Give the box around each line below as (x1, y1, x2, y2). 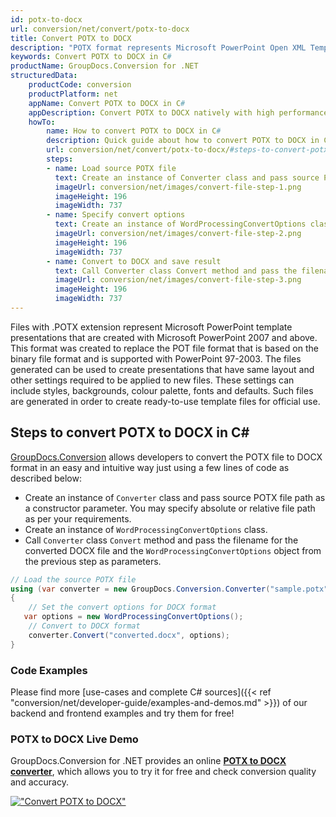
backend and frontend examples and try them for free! (10, 707, 235, 719)
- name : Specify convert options (46, 210, 186, 220)
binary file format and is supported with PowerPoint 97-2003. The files (10, 352, 302, 365)
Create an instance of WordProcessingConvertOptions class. (24, 523, 268, 535)
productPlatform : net (28, 89, 118, 99)
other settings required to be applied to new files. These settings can (10, 374, 295, 386)
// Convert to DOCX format (28, 621, 141, 631)
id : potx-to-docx (10, 14, 83, 25)
